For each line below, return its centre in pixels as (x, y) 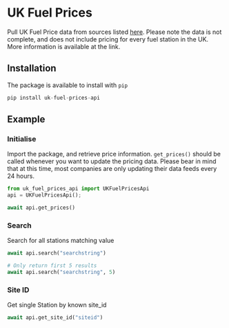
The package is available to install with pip (68, 85)
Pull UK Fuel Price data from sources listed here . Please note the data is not (114, 32)
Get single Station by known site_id (57, 305)
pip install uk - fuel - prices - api (53, 98)
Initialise (22, 138)
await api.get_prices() (41, 208)
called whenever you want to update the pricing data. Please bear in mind (112, 161)
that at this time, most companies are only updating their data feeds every (112, 169)
